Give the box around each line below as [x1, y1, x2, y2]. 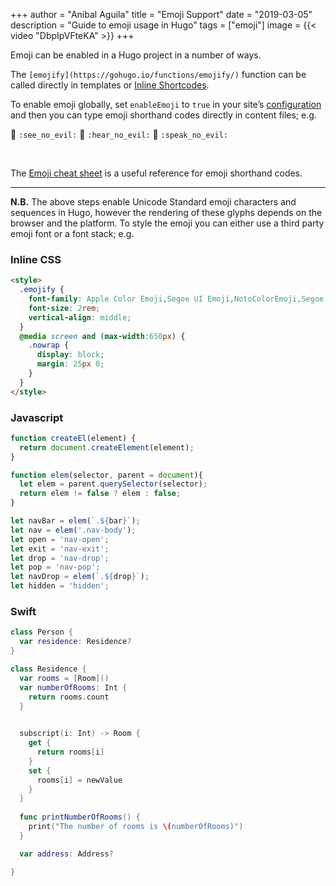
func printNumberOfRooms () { [19, 812, 141, 823]
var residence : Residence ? [19, 637, 132, 647]
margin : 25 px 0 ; [36, 359, 105, 369]
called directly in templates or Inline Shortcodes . [10, 79, 210, 91]
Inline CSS [10, 252, 62, 266]
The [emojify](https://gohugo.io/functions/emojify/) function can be [10, 69, 307, 80]
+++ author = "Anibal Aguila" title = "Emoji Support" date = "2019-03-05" [10, 9, 313, 20]
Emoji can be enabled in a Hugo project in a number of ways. [10, 49, 262, 61]
